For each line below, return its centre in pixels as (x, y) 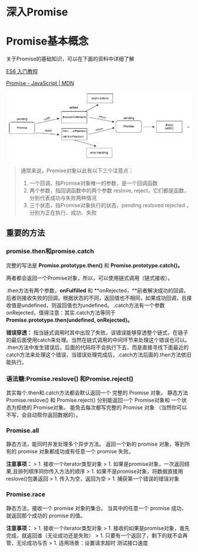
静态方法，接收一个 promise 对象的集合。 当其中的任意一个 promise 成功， (97, 508)
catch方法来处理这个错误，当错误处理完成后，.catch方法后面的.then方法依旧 (99, 354)
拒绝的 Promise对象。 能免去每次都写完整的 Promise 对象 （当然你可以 (102, 407)
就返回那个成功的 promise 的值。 (46, 515)
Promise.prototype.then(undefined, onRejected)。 (69, 320)
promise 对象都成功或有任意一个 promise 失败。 (76, 452)
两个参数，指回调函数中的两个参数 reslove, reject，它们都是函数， (109, 190)
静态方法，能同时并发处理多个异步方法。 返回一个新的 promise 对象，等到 (96, 444)
